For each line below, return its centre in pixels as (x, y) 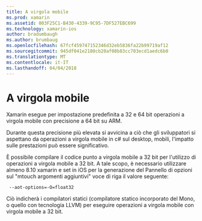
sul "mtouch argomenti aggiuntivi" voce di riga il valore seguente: (87, 176)
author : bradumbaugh (32, 34)
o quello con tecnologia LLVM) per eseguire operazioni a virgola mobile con (100, 205)
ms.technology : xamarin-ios (42, 29)
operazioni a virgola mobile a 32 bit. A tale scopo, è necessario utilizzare (96, 164)
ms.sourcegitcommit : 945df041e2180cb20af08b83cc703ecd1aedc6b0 (87, 51)
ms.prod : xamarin (28, 18)
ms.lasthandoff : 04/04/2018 (42, 68)
